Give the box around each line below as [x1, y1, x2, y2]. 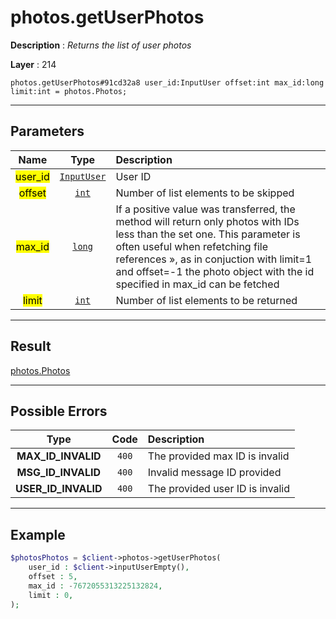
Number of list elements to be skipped [115, 186, 295, 200]
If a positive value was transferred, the [115, 202, 296, 216]
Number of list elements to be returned [115, 293, 298, 307]
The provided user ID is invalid [147, 482, 290, 496]
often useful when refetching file [115, 239, 268, 253]
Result [10, 338, 52, 355]
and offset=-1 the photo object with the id [115, 264, 315, 278]
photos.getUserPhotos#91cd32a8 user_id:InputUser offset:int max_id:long [10, 77, 325, 88]
